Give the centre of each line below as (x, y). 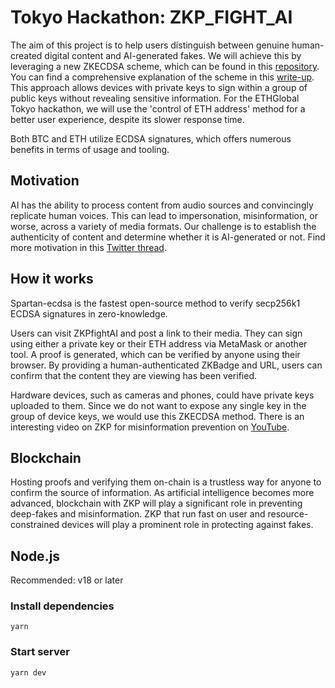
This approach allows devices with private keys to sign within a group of (159, 87)
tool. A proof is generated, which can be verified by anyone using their (155, 354)
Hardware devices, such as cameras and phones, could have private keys (162, 395)
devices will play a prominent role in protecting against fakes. (187, 525)
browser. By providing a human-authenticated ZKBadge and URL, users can (166, 365)
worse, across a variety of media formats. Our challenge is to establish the (163, 226)
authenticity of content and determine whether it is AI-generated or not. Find (168, 237)
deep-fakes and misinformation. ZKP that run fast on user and (138, 514)
